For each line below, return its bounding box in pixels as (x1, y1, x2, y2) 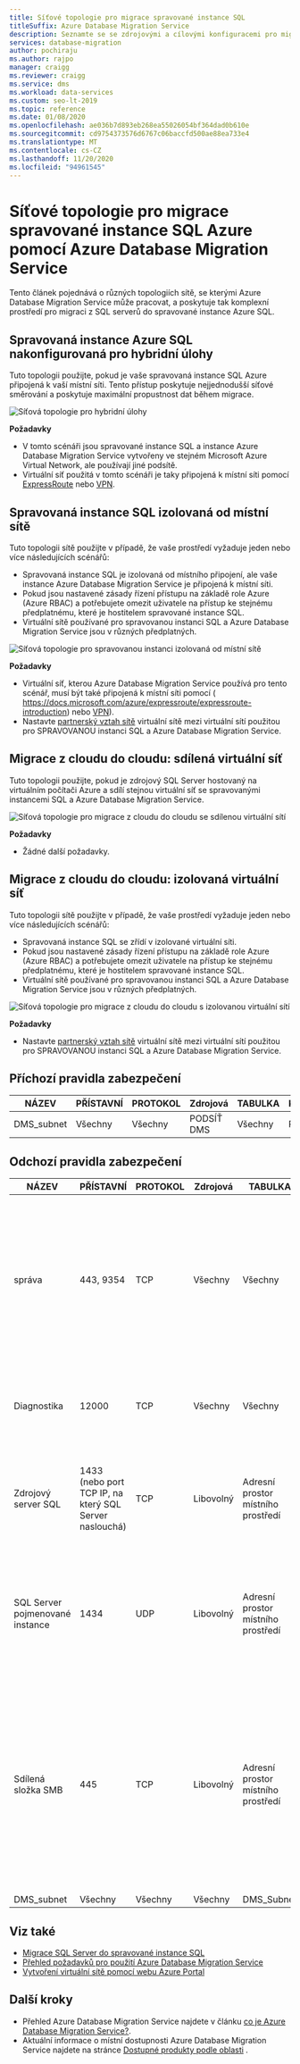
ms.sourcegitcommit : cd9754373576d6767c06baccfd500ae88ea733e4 (9, 130, 250, 138)
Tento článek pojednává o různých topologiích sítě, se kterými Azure (9, 288, 262, 298)
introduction (21, 706, 67, 717)
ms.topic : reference (9, 104, 87, 113)
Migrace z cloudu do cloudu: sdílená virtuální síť (9, 751, 283, 766)
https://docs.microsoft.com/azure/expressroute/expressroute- (21, 697, 252, 707)
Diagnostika (13, 1400, 64, 1412)
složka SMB (13, 1784, 63, 1796)
